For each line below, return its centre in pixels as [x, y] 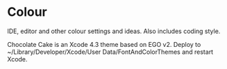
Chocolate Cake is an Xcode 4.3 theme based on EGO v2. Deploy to [104, 44]
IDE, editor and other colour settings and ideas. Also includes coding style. [114, 31]
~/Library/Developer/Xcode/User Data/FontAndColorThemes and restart [110, 52]
